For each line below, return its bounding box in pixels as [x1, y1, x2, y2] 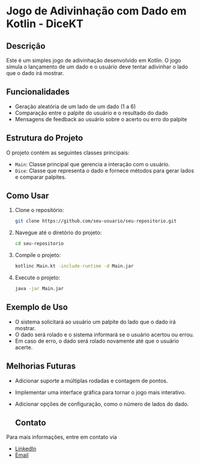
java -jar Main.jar [14, 286, 64, 292]
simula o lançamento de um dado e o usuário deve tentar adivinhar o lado [6, 63, 188, 70]
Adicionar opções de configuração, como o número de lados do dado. [14, 400, 189, 408]
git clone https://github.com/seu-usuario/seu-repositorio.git [14, 218, 177, 224]
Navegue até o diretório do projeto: [14, 229, 102, 237]
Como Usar [6, 191, 49, 201]
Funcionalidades [6, 87, 70, 97]
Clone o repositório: [14, 206, 64, 214]
